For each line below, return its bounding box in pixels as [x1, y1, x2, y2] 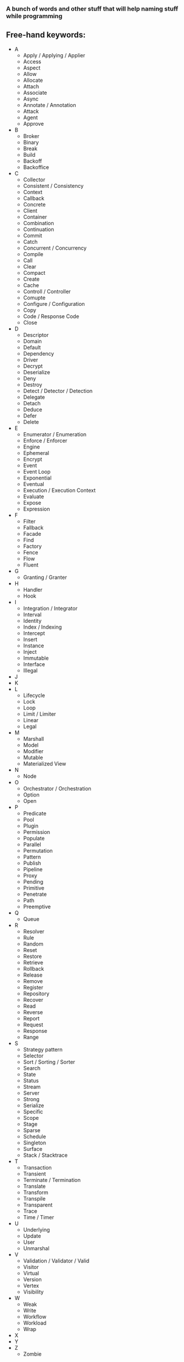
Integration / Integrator [23, 605, 77, 612]
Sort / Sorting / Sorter [23, 1058, 76, 1066]
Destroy [23, 381, 43, 388]
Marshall [23, 735, 44, 742]
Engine [23, 443, 40, 450]
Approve [23, 120, 44, 127]
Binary [23, 139, 39, 146]
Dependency [23, 350, 54, 357]
